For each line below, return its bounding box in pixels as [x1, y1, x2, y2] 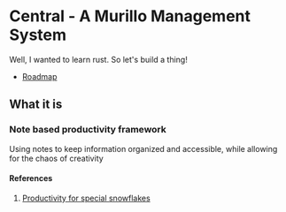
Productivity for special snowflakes [21, 193, 151, 203]
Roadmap [21, 71, 58, 81]
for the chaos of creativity [9, 153, 104, 163]
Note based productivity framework [9, 124, 166, 136]
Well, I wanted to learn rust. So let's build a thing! [9, 54, 188, 64]
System [9, 25, 67, 45]
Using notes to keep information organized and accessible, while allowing [9, 143, 278, 154]
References [9, 173, 53, 184]
